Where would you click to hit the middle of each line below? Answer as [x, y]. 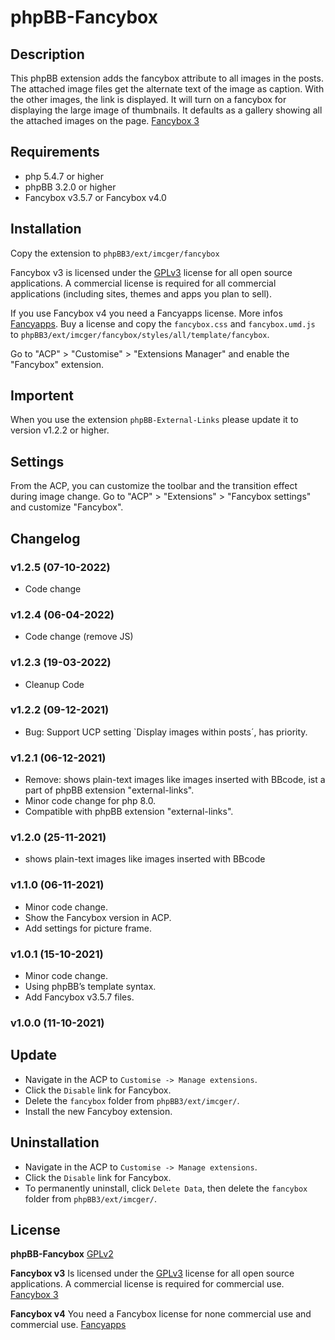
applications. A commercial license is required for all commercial [143, 283]
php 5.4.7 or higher [64, 176]
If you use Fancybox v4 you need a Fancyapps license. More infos [146, 313]
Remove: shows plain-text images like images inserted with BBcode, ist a [175, 780]
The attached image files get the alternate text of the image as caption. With [167, 89]
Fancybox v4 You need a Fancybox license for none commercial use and [161, 1314]
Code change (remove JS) [79, 637]
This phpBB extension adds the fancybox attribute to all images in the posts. [167, 78]
